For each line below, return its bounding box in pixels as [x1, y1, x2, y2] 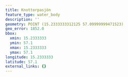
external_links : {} [5, 64, 47, 69]
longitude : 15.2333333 [5, 54, 53, 60]
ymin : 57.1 [10, 41, 33, 46]
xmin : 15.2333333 [10, 36, 47, 41]
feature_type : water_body [5, 12, 60, 17]
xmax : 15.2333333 [10, 45, 47, 50]
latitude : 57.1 [5, 59, 38, 64]
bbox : [5, 31, 17, 36]
